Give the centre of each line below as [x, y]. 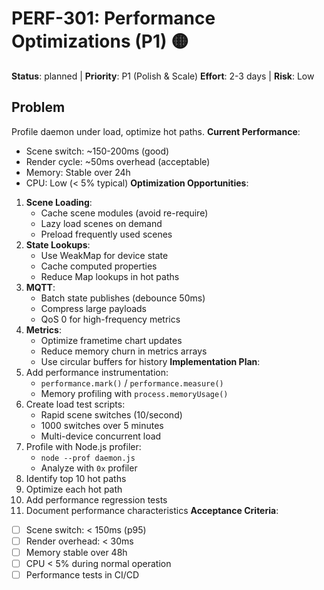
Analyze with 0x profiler [89, 468]
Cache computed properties [99, 266]
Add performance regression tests [96, 499]
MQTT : [40, 287]
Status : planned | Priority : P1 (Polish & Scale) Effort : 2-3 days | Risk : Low [163, 76]
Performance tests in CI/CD [82, 575]
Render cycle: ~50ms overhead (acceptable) [118, 161]
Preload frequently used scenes [106, 234]
